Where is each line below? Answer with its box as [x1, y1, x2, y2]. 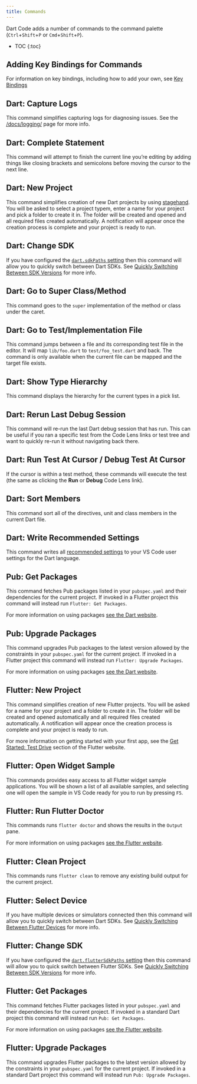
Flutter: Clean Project [6, 856, 87, 866]
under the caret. [6, 308, 45, 315]
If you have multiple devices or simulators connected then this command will [6, 911, 192, 918]
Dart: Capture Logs [6, 99, 78, 109]
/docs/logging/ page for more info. [6, 120, 90, 127]
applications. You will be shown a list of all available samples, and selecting [6, 782, 189, 790]
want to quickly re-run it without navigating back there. [6, 437, 140, 444]
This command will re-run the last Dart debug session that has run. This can [6, 425, 191, 432]
